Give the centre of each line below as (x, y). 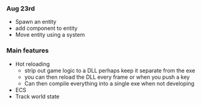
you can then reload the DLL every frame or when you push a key (107, 77)
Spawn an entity (36, 22)
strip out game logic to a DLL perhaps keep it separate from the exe (110, 70)
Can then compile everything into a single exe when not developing (109, 83)
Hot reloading (32, 64)
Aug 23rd (21, 9)
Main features (28, 51)
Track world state (37, 96)
